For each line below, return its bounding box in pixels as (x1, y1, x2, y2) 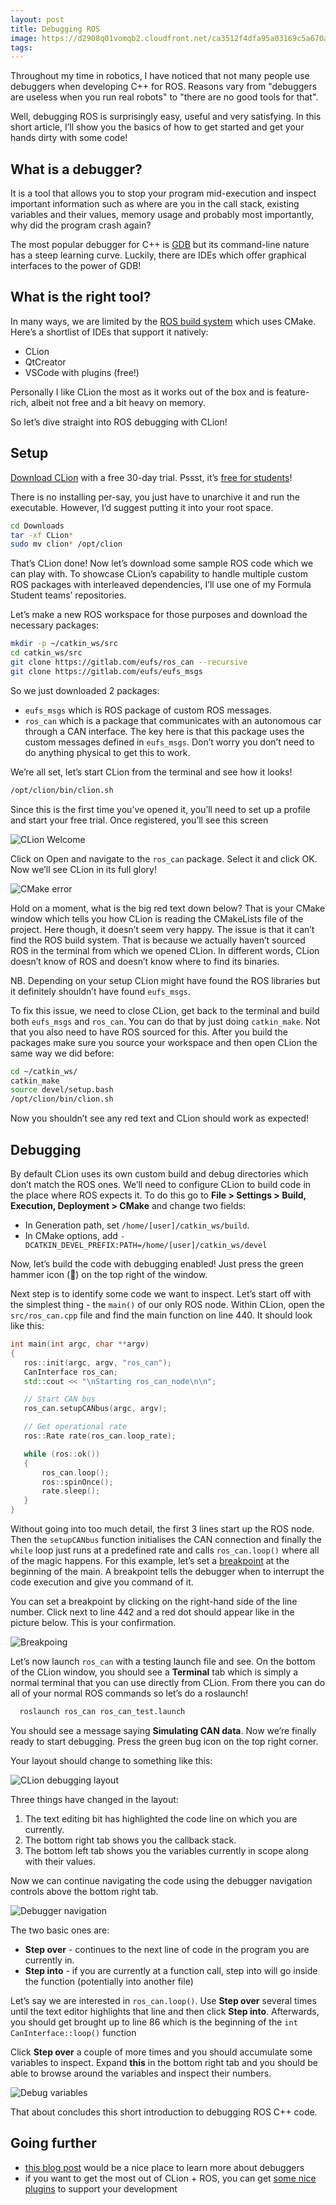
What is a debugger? (10, 161, 143, 178)
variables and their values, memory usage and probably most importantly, (10, 209, 315, 221)
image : (10, 33, 38, 43)
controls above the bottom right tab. (10, 1885, 159, 1897)
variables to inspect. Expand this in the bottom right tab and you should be (10, 2056, 318, 2068)
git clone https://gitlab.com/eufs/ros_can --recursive (10, 657, 248, 668)
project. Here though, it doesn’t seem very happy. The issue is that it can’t (10, 923, 315, 935)
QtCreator (24, 356, 67, 368)
